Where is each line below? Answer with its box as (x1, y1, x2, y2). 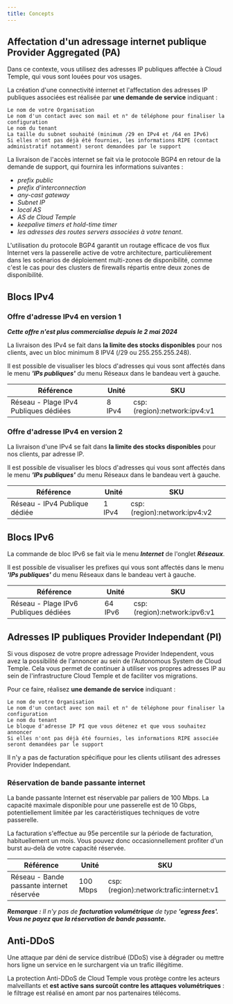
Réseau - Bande (10, 872, 64, 882)
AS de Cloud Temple (17, 213, 76, 221)
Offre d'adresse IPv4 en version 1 (7, 312, 121, 321)
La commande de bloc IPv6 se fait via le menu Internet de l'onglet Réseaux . (7, 550, 225, 558)
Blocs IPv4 (7, 291, 54, 303)
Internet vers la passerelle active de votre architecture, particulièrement (7, 249, 212, 257)
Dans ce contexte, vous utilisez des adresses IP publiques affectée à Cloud (7, 65, 222, 74)
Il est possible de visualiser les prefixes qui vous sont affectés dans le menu (7, 563, 224, 571)
